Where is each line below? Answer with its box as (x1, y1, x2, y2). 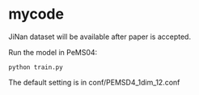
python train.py (8, 63, 63, 71)
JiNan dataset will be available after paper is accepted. (8, 32, 192, 41)
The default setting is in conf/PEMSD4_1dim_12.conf (8, 77, 180, 87)
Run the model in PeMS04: (8, 47, 98, 57)
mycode (8, 5, 65, 24)
